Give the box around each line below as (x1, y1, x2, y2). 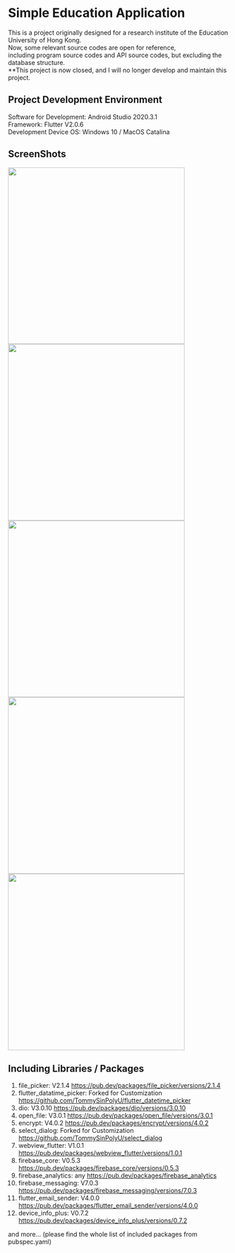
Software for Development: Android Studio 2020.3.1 (8, 112, 157, 121)
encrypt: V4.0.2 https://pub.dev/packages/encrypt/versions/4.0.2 (18, 1119, 209, 1127)
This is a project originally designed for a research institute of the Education (8, 28, 229, 37)
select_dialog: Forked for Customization (18, 1127, 134, 1135)
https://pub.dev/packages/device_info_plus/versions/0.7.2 (18, 1216, 188, 1225)
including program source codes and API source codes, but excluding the (8, 51, 222, 59)
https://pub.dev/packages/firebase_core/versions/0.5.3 (18, 1164, 179, 1172)
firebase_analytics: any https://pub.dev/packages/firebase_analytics (18, 1171, 217, 1180)
